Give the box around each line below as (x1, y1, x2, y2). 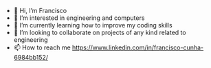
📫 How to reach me (13, 43, 71, 52)
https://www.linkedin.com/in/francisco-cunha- (71, 43, 204, 52)
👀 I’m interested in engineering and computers (13, 14, 145, 22)
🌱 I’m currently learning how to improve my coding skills (13, 21, 173, 29)
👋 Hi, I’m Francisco (13, 7, 67, 14)
